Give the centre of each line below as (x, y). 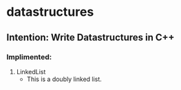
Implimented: (29, 57)
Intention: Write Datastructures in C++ (90, 37)
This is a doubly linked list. (64, 79)
